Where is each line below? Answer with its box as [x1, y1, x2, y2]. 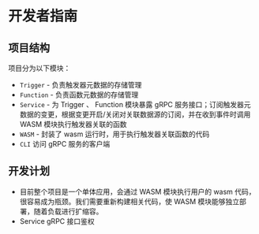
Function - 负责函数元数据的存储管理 [19, 90, 139, 99]
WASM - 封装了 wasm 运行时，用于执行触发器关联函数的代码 [19, 129, 210, 139]
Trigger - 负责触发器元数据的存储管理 [19, 80, 142, 89]
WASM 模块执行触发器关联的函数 [19, 120, 128, 128]
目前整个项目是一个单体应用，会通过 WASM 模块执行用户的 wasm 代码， [19, 187, 256, 196]
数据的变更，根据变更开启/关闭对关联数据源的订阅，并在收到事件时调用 [19, 110, 251, 119]
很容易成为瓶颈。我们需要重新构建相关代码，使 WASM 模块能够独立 [19, 196, 239, 206]
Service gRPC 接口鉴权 [19, 216, 95, 225]
